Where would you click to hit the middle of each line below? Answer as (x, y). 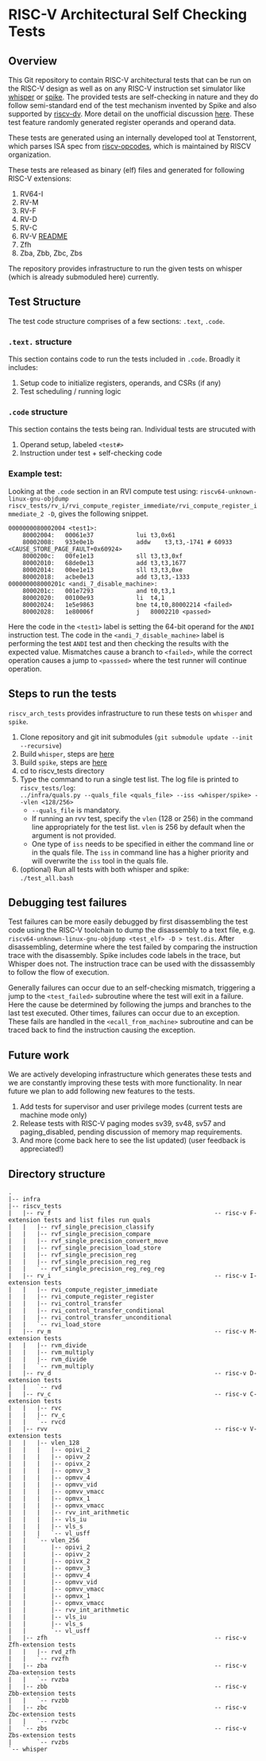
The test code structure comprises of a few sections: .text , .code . (116, 321)
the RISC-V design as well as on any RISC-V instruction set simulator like (127, 88)
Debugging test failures (67, 902)
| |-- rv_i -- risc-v (127, 1276)
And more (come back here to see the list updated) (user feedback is (133, 1140)
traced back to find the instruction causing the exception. (102, 1030)
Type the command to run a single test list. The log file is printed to (129, 779)
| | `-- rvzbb (39, 1701)
